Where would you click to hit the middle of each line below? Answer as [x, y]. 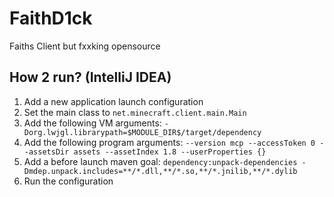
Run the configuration [68, 181]
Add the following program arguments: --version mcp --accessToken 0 [169, 142]
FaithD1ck [51, 18]
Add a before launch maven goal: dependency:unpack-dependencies [160, 161]
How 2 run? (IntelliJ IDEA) [90, 77]
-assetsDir [46, 152]
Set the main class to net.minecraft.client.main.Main [135, 112]
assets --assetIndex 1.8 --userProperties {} [170, 152]
